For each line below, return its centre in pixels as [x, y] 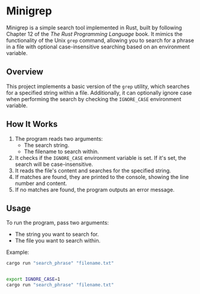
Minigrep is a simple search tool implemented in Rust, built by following [94, 28]
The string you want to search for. [57, 234]
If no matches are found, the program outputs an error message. [95, 189]
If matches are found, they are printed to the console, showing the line [102, 177]
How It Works [32, 124]
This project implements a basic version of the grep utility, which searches [98, 86]
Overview [25, 72]
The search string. [47, 145]
